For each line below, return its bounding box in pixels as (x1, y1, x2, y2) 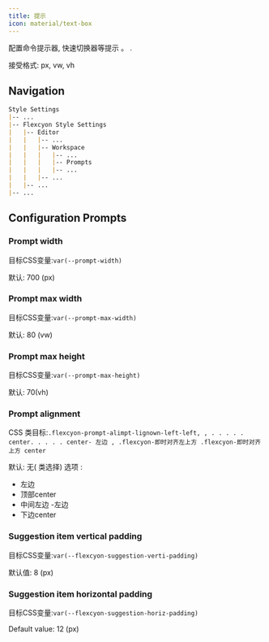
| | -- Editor (8, 128, 60, 137)
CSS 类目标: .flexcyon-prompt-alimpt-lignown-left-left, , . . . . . (8, 427, 245, 437)
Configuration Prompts (8, 211, 127, 225)
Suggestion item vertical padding (8, 531, 143, 542)
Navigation (8, 84, 65, 98)
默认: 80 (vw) (8, 330, 53, 340)
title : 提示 (8, 11, 46, 20)
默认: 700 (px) (8, 272, 55, 282)
